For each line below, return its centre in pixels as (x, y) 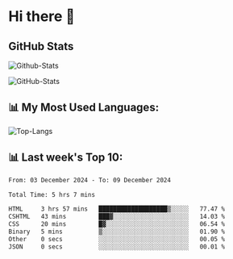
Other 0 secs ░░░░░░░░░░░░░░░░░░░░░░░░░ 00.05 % (117, 239)
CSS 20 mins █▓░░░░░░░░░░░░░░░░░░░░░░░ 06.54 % (117, 224)
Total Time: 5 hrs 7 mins (52, 194)
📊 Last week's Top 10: (66, 158)
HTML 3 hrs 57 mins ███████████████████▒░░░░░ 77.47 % (117, 209)
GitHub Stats (41, 46)
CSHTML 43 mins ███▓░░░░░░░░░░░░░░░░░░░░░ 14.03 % (117, 217)
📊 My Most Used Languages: (84, 108)
